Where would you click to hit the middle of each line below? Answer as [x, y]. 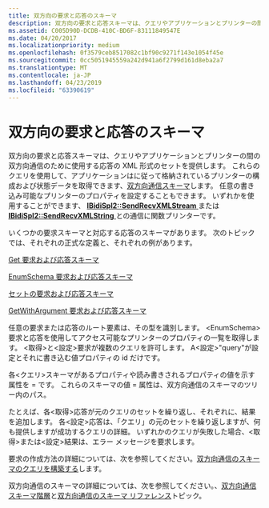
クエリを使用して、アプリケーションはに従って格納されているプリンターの [130, 176]
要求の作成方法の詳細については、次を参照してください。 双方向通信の [124, 459]
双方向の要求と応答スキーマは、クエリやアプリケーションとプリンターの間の [134, 156]
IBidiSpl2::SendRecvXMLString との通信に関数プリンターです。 [114, 216]
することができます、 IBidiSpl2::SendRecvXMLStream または [117, 206]
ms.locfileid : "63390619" [51, 90]
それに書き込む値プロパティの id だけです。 [93, 358]
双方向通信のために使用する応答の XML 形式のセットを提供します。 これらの [134, 166]
